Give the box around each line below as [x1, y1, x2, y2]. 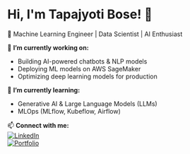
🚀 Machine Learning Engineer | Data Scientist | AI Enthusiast [7, 30, 183, 38]
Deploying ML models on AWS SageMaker [17, 64, 141, 73]
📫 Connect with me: [7, 121, 69, 129]
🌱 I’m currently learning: [7, 85, 81, 94]
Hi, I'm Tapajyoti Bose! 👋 [7, 6, 153, 23]
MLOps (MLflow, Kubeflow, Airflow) [17, 107, 121, 115]
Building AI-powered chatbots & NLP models [17, 57, 148, 66]
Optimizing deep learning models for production [17, 72, 158, 81]
